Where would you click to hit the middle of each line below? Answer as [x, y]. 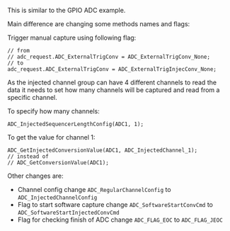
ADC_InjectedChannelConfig [57, 198]
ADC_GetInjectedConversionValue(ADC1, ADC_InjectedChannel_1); [103, 150]
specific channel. [33, 97]
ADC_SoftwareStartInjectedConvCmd [68, 213]
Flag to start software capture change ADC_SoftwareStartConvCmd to [115, 204]
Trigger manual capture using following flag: [72, 38]
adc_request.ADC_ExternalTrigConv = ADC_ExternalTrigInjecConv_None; [112, 69]
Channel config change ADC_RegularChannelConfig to [94, 190]
